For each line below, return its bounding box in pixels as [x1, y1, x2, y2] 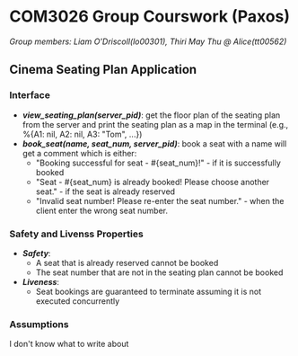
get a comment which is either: [22, 147, 137, 158]
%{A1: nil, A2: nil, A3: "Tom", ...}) [22, 129, 143, 139]
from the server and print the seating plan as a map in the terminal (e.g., [22, 119, 289, 129]
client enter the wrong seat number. [35, 205, 169, 216]
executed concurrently [35, 295, 120, 307]
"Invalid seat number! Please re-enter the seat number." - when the [35, 195, 285, 206]
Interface [9, 89, 51, 102]
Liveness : [22, 276, 60, 287]
